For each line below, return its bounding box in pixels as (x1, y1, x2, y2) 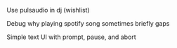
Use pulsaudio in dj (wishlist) (6, 6, 90, 14)
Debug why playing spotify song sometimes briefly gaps (6, 19, 170, 27)
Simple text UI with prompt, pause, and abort (6, 33, 136, 41)
